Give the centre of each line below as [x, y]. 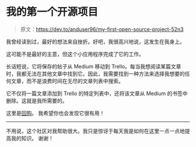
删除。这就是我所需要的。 [37, 100]
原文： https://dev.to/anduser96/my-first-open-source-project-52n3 [102, 29]
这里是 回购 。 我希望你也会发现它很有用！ [55, 113]
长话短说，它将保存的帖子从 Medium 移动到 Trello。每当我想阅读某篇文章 [94, 66]
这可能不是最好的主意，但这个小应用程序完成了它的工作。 [75, 54]
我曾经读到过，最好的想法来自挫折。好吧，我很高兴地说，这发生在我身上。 [95, 41]
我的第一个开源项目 [52, 12]
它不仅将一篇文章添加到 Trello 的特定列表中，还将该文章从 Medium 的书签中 [97, 93]
